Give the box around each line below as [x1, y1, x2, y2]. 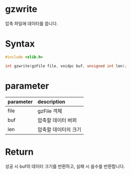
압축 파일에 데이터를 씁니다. [5, 20, 58, 26]
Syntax [5, 38, 35, 50]
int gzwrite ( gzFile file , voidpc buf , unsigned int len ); [5, 63, 127, 68]
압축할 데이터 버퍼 [38, 116, 77, 123]
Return [5, 146, 34, 157]
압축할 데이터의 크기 [38, 126, 82, 133]
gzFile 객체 [38, 108, 62, 115]
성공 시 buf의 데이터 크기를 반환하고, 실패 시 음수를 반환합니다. [5, 163, 125, 169]
